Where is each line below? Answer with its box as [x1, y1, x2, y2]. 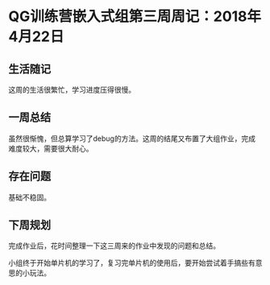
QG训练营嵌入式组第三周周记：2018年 [8, 7, 262, 26]
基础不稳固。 [8, 192, 51, 202]
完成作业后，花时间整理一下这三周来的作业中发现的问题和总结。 [8, 241, 220, 250]
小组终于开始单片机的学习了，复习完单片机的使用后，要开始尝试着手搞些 [8, 258, 248, 268]
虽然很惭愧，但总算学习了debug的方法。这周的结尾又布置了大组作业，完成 [8, 134, 256, 143]
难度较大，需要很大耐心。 [8, 143, 93, 153]
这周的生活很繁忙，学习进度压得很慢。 [8, 85, 135, 94]
